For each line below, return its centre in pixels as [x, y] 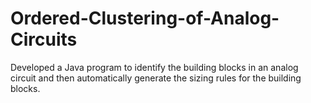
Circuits [44, 39]
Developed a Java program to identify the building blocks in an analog [154, 67]
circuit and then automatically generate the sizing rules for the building [156, 78]
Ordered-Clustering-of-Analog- [145, 18]
